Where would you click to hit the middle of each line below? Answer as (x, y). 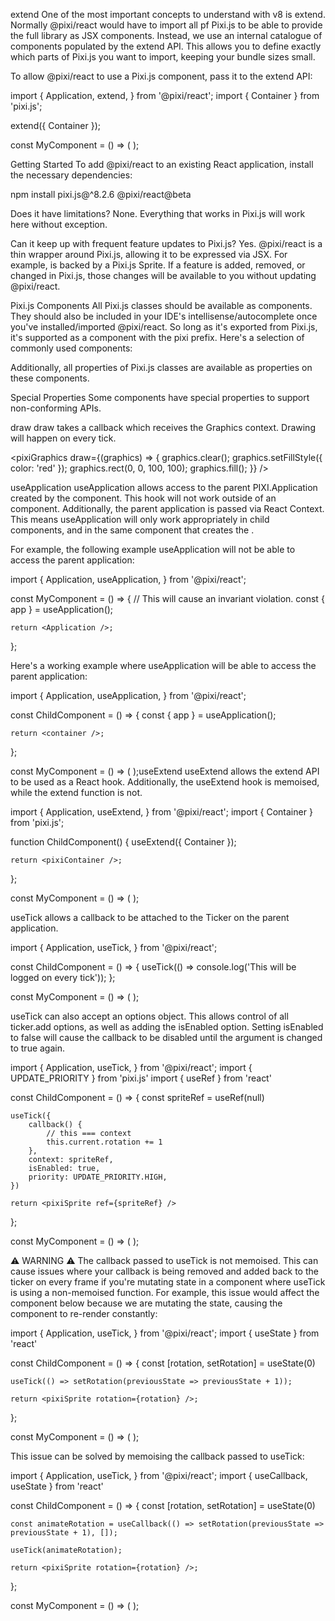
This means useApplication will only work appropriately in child (140, 519)
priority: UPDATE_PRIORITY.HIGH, (98, 1177)
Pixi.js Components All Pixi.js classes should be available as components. (161, 305)
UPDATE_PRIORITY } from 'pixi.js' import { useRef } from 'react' (141, 1078)
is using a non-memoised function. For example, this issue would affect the (165, 1292)
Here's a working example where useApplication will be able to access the (163, 665)
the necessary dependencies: (71, 175)
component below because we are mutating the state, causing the (146, 1303)
